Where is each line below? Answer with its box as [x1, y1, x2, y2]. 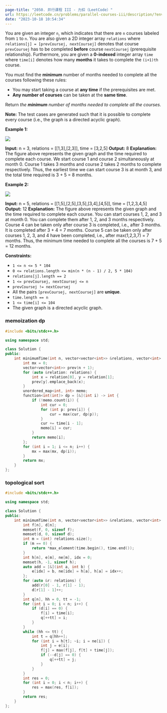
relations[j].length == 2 [12, 274, 66, 279]
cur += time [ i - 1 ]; [40, 421, 83, 426]
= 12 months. [5, 243, 32, 249]
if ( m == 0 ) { [23, 541, 52, 546]
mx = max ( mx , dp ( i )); [31, 449, 77, 454]
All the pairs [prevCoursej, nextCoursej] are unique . [12, 289, 121, 295]
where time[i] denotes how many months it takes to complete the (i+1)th [5, 57, 159, 63]
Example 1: [5, 126, 28, 132]
